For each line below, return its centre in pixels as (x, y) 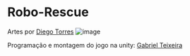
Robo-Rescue (48, 12)
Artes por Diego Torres (41, 31)
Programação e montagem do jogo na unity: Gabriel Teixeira (95, 45)
